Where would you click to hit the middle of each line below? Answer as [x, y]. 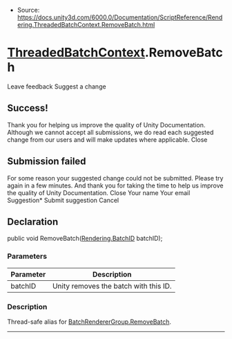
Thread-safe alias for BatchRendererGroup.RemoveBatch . [89, 322]
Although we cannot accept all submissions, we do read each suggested [110, 132]
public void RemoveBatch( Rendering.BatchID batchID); [85, 239]
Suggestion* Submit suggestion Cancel [63, 200]
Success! [28, 108]
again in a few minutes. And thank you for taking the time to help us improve [115, 185]
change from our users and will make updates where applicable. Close [107, 139]
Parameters [27, 257]
